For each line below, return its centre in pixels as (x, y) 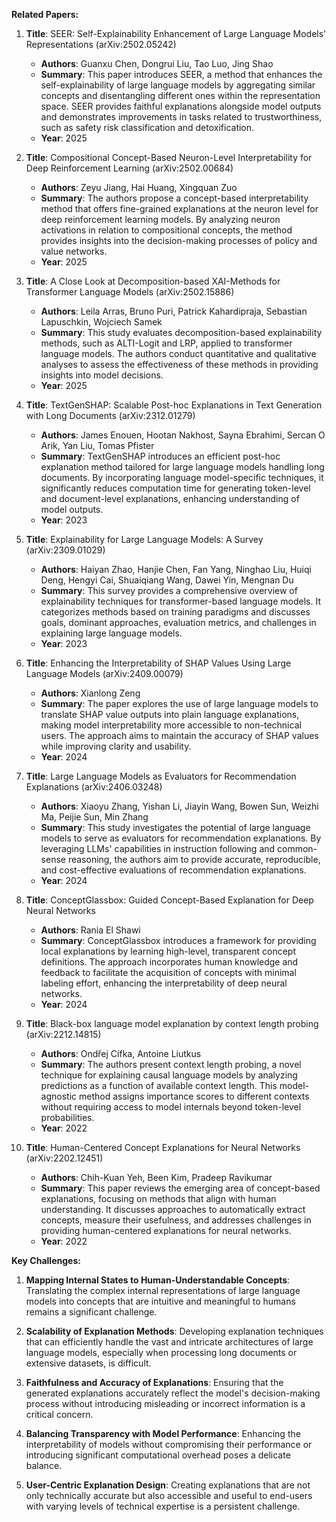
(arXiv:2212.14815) (63, 1034)
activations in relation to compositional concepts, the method (166, 230)
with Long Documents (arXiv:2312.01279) (110, 415)
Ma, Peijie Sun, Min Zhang (94, 817)
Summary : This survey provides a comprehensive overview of (169, 590)
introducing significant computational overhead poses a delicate (158, 1455)
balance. (44, 1465)
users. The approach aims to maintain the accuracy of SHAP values (179, 735)
